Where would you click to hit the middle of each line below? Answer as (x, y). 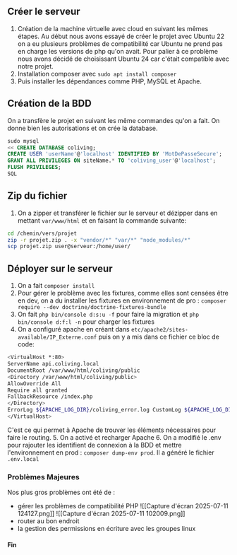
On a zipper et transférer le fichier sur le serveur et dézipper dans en (117, 213)
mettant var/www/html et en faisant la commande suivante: (102, 220)
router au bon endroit (48, 521)
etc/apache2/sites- (159, 330)
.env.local (23, 459)
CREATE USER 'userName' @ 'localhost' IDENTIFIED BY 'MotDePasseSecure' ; (115, 154)
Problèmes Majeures (43, 477)
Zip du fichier (37, 196)
